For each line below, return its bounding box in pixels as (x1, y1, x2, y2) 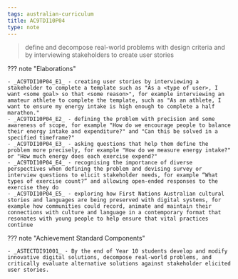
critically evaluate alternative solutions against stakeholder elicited (7, 260, 232, 268)
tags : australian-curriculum (7, 10, 94, 18)
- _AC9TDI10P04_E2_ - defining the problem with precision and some (7, 115, 215, 123)
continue (7, 221, 33, 228)
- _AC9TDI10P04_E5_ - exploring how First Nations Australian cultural (7, 190, 224, 198)
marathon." (7, 110, 40, 117)
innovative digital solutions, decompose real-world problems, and (7, 254, 212, 261)
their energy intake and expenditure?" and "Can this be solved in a (7, 128, 219, 135)
